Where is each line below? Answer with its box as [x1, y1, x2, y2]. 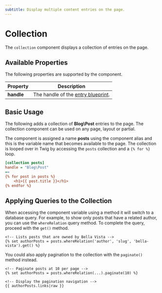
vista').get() [5, 243, 34, 248]
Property [7, 83, 29, 90]
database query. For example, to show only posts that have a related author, [5, 215, 157, 221]
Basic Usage [5, 108, 44, 116]
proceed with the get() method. [5, 225, 69, 231]
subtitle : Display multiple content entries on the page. [5, 7, 125, 12]
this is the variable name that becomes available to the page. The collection [5, 141, 157, 146]
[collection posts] [5, 161, 45, 166]
